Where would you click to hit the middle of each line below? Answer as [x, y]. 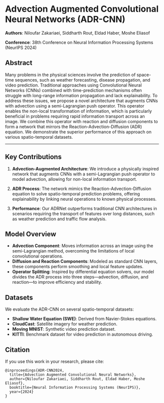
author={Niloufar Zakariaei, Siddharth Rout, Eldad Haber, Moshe [77, 379]
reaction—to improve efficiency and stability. [57, 282]
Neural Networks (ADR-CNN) [65, 19]
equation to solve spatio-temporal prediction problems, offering [76, 193]
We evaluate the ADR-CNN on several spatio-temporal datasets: [70, 309]
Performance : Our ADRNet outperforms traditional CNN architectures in [84, 208]
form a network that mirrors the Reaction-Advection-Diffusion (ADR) [74, 127]
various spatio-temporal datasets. [39, 137]
